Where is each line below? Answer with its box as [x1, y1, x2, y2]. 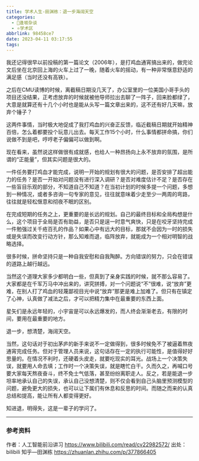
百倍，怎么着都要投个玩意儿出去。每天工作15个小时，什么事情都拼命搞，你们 [6, 128, 193, 135]
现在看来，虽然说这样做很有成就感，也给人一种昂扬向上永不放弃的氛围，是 [6, 148, 188, 155]
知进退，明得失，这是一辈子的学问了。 [6, 404, 99, 412]
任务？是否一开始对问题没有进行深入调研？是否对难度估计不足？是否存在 [16, 175, 193, 183]
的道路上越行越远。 [6, 260, 53, 267]
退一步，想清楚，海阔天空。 [6, 327, 74, 335]
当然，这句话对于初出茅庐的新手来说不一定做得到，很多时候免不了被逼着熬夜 [6, 340, 193, 347]
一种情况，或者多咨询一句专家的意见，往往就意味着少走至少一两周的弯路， [11, 190, 193, 197]
